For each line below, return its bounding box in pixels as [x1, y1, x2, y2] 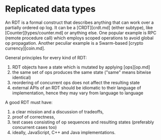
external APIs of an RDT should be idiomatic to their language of [12, 85, 141, 90]
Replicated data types [5, 3, 96, 15]
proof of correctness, [12, 114, 55, 120]
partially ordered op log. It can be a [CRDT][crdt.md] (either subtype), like [5, 24, 153, 30]
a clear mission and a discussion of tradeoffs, [12, 108, 104, 115]
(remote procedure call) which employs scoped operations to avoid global [5, 35, 154, 41]
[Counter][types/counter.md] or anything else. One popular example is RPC [5, 30, 157, 35]
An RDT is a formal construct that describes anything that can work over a [5, 19, 154, 25]
